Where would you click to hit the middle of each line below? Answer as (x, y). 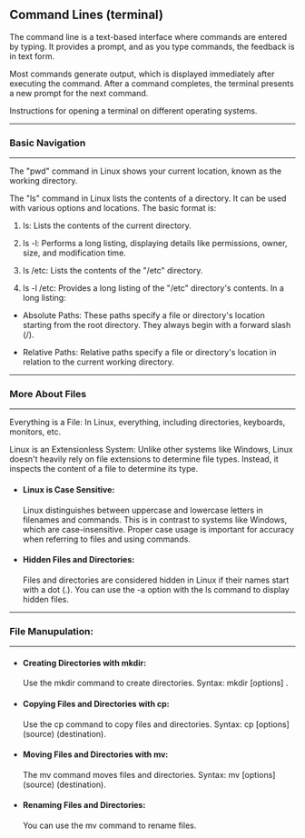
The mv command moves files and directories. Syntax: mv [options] (149, 774)
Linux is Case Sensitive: (69, 489)
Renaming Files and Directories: (84, 805)
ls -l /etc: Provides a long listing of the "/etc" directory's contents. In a (153, 288)
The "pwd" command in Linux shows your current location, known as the (146, 171)
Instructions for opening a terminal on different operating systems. (133, 110)
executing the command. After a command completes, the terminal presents (152, 83)
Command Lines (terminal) (86, 15)
